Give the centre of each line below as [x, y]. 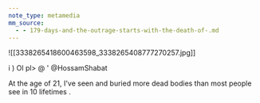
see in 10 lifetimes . [40, 92]
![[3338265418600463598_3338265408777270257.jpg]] [102, 53]
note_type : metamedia [44, 15]
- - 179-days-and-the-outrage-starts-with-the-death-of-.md [117, 30]
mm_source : [26, 23]
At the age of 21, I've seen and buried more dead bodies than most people [130, 83]
